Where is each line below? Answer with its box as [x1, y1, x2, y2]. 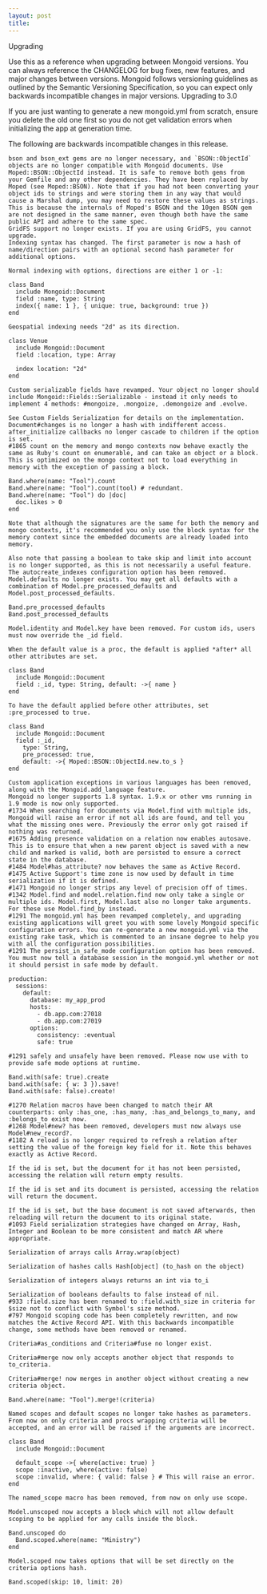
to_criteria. [8, 1360, 52, 1369]
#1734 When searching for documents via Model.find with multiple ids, [8, 806, 252, 814]
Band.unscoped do [8, 1528, 66, 1537]
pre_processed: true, [22, 750, 94, 758]
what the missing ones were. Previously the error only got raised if [8, 821, 249, 829]
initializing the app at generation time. [8, 123, 133, 133]
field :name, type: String [15, 294, 106, 303]
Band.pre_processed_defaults [8, 603, 106, 611]
